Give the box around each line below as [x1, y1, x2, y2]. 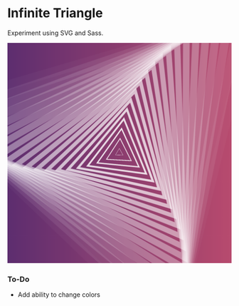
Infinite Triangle [7, 5, 103, 21]
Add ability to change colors [17, 290, 101, 299]
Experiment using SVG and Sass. [7, 29, 104, 37]
